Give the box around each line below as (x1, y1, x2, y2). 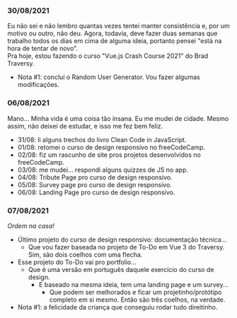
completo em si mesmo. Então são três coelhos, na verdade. (49, 295, 226, 304)
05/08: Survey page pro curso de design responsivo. (17, 180, 172, 189)
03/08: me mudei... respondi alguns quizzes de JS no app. (17, 165, 189, 174)
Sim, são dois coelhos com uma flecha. (28, 250, 143, 259)
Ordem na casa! (7, 221, 54, 230)
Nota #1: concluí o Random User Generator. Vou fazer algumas (17, 73, 200, 81)
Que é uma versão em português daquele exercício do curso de (28, 265, 214, 273)
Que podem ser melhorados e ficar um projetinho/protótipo (49, 288, 222, 296)
